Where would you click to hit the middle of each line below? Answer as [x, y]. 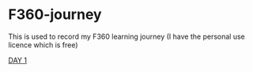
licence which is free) [43, 44]
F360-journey [55, 15]
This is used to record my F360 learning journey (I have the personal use [126, 36]
